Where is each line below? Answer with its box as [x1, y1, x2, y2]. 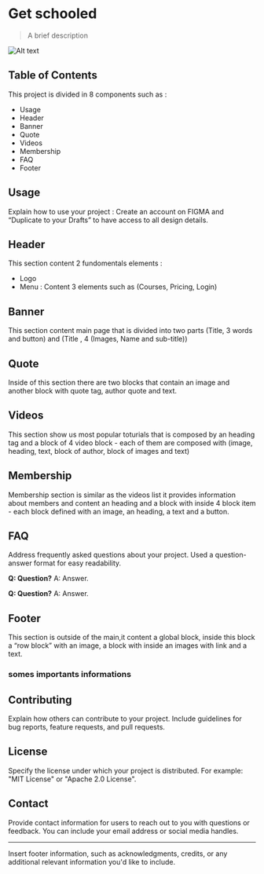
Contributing [8, 693, 72, 707]
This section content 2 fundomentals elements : [8, 258, 163, 268]
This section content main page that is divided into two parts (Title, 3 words [8, 326, 253, 335]
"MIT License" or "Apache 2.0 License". [8, 774, 137, 784]
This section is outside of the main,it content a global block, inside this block [8, 633, 255, 642]
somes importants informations [8, 669, 132, 680]
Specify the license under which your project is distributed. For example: [8, 766, 244, 775]
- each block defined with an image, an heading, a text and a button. [8, 506, 229, 516]
